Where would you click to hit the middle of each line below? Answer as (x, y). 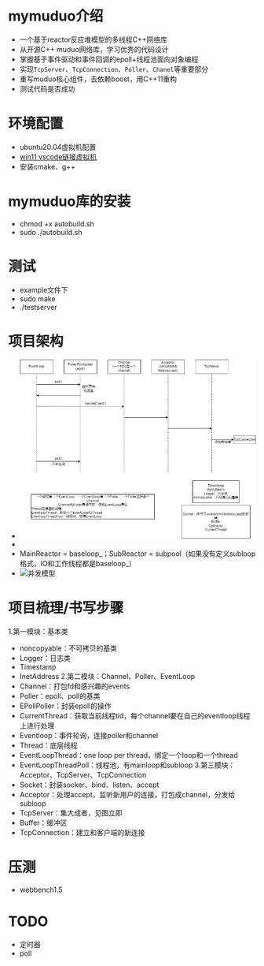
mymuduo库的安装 (70, 201)
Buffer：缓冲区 (44, 822)
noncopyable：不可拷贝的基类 (68, 648)
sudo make (38, 298)
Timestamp (38, 666)
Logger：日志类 (45, 658)
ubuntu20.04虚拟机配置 (58, 147)
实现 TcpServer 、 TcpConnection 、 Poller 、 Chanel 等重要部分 (114, 69)
